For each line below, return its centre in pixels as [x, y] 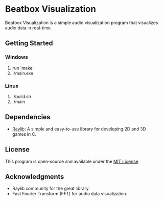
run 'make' [23, 68]
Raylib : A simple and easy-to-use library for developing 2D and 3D [79, 129]
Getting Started [29, 43]
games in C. [24, 134]
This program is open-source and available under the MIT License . [72, 161]
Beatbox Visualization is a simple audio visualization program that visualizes [81, 23]
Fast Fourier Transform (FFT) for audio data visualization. [70, 194]
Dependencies [28, 117]
